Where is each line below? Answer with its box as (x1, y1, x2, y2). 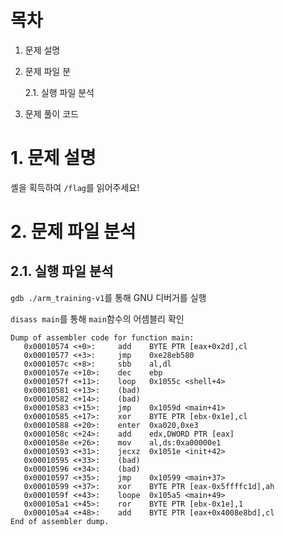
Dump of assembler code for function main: (10, 332, 195, 343)
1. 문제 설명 (10, 147, 97, 170)
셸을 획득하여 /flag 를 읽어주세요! (10, 181, 140, 193)
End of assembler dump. (10, 516, 110, 526)
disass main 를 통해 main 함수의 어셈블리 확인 (10, 312, 185, 325)
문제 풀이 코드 (24, 107, 79, 120)
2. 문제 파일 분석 (10, 221, 137, 243)
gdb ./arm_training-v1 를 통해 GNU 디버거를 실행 (10, 291, 207, 303)
